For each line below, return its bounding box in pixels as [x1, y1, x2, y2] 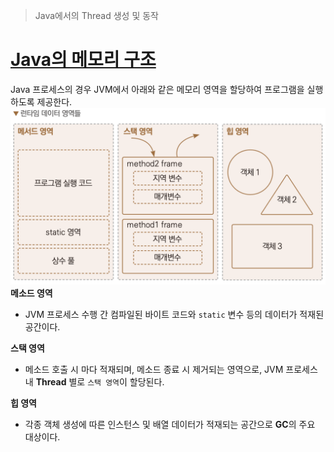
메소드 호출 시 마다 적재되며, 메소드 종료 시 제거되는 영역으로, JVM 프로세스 [24, 364, 318, 376]
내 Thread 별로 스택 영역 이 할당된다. [24, 376, 165, 388]
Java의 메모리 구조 [10, 49, 157, 71]
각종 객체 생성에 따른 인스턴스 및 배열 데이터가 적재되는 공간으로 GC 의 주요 [24, 419, 316, 431]
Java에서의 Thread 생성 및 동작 [34, 10, 159, 21]
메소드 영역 [10, 287, 53, 299]
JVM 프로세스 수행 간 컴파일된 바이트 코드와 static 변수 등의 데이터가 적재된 [24, 309, 325, 321]
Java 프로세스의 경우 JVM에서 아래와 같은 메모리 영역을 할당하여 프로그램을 [10, 83, 305, 95]
